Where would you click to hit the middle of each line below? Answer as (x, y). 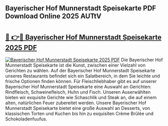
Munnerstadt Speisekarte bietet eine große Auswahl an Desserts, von (78, 108)
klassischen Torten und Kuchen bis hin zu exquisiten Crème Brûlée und (79, 114)
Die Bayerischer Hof (142, 60)
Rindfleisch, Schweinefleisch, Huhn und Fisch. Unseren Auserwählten (78, 92)
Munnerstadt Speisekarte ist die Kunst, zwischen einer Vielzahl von (75, 65)
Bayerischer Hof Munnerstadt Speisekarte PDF (81, 8)
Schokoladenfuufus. (26, 119)
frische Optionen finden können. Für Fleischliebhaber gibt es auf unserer (81, 81)
